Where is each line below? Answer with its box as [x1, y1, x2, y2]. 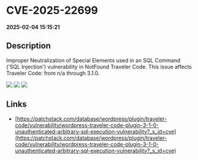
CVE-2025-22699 [6, 4, 99, 17]
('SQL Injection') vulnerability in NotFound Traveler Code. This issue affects [6, 63, 192, 70]
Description [6, 41, 51, 51]
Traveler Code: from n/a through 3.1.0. [6, 70, 100, 77]
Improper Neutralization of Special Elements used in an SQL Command [6, 56, 181, 64]
